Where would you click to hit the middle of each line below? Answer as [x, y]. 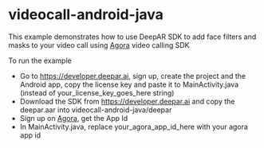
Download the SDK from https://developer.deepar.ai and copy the [127, 101]
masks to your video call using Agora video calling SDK [99, 45]
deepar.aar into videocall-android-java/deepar [96, 110]
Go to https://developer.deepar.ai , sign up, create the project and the [133, 76]
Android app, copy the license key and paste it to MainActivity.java [129, 84]
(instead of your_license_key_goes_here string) [97, 92]
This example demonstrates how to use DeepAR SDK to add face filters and [132, 37]
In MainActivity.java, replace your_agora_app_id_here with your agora [134, 127]
